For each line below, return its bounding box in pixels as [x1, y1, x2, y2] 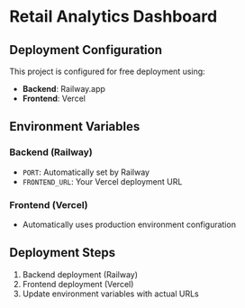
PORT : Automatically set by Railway [22, 167, 150, 177]
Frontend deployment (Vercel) [22, 278, 134, 289]
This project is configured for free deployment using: [9, 66, 205, 77]
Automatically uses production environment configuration [22, 219, 237, 230]
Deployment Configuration [9, 42, 163, 58]
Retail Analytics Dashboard [9, 6, 218, 27]
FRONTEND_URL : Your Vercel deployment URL [22, 176, 183, 186]
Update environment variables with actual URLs [22, 288, 200, 299]
